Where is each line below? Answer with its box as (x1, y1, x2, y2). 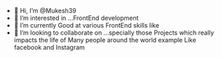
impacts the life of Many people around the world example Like (13, 36, 196, 44)
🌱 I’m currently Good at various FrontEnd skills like (13, 21, 160, 29)
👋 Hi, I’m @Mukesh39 (13, 7, 76, 14)
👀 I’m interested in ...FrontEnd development (13, 14, 139, 22)
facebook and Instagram (13, 43, 86, 51)
